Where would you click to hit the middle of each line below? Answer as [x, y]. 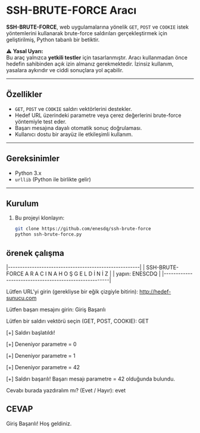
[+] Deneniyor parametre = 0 [41, 344]
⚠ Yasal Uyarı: [25, 51]
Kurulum [23, 203]
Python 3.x [28, 173]
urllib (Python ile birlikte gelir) [53, 179]
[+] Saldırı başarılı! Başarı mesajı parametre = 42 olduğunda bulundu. [91, 379]
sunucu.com [21, 298]
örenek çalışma [35, 253]
